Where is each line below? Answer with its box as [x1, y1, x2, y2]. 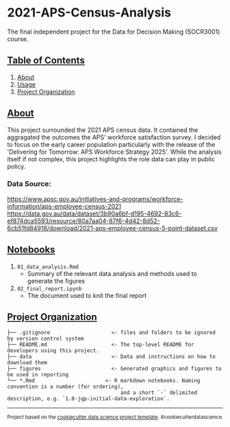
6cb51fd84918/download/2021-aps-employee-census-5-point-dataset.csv [7, 224, 218, 232]
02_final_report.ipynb [16, 285, 82, 292]
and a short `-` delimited [120, 389, 197, 396]
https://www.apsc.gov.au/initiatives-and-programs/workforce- [7, 194, 183, 203]
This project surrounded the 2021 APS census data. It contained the [7, 126, 199, 134]
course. [7, 34, 29, 43]
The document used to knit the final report [27, 291, 147, 299]
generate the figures [27, 277, 86, 285]
